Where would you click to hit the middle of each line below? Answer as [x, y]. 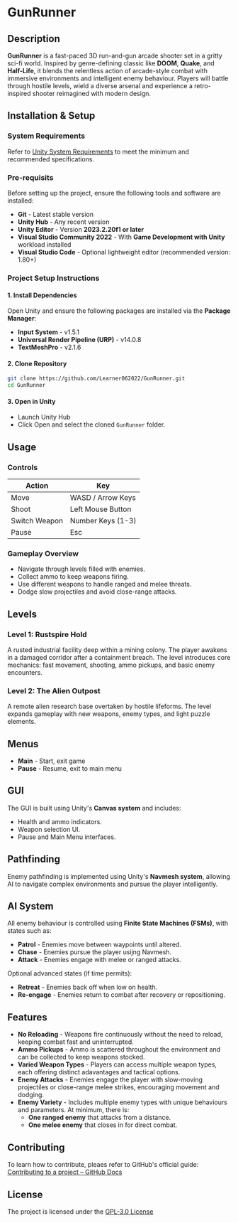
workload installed [44, 244]
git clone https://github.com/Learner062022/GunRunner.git [96, 379]
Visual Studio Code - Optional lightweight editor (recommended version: [124, 252]
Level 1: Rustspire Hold [47, 634]
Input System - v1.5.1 [49, 332]
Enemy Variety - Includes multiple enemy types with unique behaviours [123, 1102]
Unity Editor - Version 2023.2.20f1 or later [80, 229]
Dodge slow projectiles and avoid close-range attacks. [97, 592]
